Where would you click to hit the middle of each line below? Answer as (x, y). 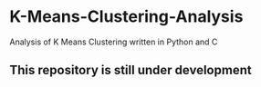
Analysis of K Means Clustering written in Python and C (114, 42)
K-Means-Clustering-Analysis (126, 17)
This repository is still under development (131, 70)
